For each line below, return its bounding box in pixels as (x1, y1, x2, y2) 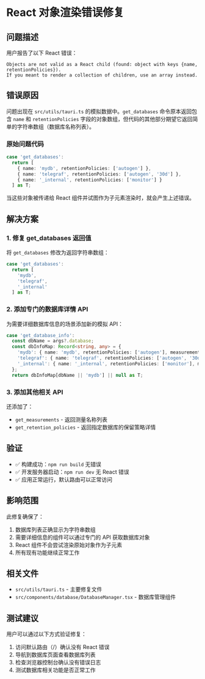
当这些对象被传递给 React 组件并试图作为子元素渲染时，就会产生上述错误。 (6, 194, 195, 202)
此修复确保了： (6, 513, 44, 520)
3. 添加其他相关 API (6, 388, 63, 396)
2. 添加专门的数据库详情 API (6, 305, 88, 314)
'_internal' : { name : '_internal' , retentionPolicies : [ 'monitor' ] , (17, 360, 195, 367)
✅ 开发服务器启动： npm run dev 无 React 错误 (15, 468, 129, 475)
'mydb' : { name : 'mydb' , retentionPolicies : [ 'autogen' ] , (17, 349, 168, 355)
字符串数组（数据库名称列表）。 (16, 123, 95, 130)
